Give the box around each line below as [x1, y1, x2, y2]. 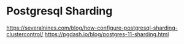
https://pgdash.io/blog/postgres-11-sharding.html [44, 30, 169, 37]
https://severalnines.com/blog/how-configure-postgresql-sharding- [6, 24, 178, 31]
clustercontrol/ [6, 30, 44, 37]
